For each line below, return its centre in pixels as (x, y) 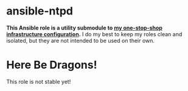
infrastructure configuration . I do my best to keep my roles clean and (94, 34)
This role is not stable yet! (39, 81)
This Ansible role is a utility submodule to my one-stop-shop (85, 28)
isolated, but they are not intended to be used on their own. (81, 40)
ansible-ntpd (40, 11)
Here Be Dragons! (52, 65)
